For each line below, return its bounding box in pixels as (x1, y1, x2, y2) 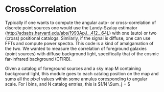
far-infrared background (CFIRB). (5, 56, 72, 62)
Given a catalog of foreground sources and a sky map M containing (5, 65, 141, 71)
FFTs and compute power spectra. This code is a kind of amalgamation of (5, 40, 154, 46)
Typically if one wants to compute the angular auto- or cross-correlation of (5, 20, 156, 25)
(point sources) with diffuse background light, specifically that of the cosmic (5, 50, 159, 57)
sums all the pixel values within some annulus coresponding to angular (5, 76, 148, 82)
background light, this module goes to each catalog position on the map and (5, 70, 159, 76)
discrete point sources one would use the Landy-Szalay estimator (5, 24, 138, 30)
